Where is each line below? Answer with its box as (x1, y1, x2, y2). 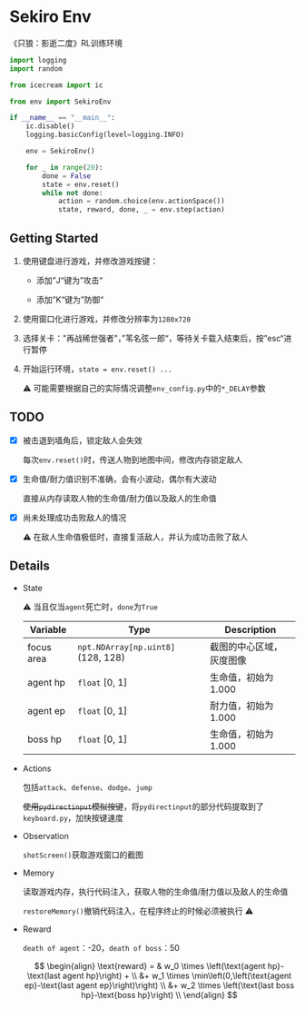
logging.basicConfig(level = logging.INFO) (25, 130, 184, 140)
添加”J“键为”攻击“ (35, 275, 103, 285)
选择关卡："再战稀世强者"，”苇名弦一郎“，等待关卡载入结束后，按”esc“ (22, 333, 284, 343)
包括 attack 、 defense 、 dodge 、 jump (22, 781, 152, 792)
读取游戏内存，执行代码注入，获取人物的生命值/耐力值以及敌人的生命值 (22, 885, 289, 896)
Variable (29, 623, 67, 636)
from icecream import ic (9, 80, 103, 90)
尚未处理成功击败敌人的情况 (22, 511, 127, 523)
